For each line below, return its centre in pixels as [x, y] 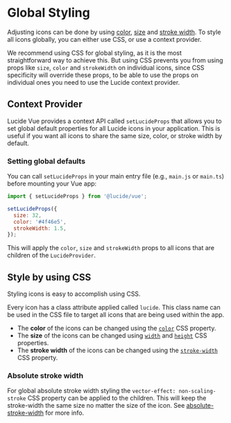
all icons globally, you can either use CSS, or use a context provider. [104, 39]
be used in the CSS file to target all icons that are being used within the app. [116, 315]
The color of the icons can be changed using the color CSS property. [117, 329]
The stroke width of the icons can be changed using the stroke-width [118, 350]
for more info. [65, 413]
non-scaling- [197, 391]
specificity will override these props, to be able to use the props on [103, 75]
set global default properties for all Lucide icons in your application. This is [114, 128]
